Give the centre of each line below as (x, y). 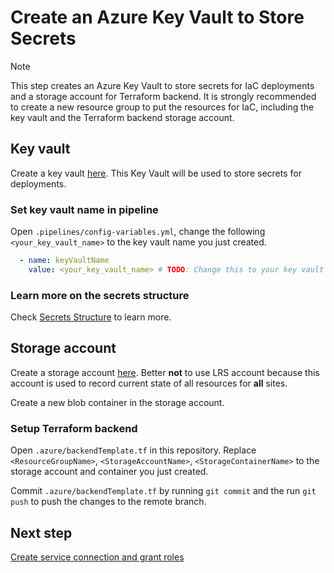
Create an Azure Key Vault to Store (157, 17)
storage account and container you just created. (109, 472)
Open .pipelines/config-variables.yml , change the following (138, 232)
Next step (41, 532)
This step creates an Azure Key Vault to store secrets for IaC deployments (162, 85)
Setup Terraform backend (74, 428)
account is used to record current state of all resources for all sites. (149, 383)
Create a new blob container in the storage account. (117, 402)
